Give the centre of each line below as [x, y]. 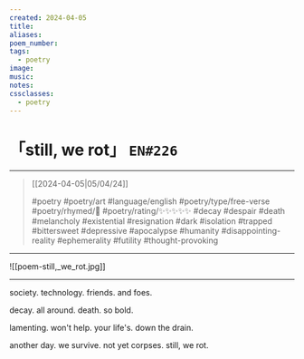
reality [43, 240]
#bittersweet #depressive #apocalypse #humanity [125, 231]
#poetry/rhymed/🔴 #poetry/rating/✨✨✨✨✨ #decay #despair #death [158, 211]
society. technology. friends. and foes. [81, 293]
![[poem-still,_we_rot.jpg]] [57, 267]
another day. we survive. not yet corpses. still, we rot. [109, 345]
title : [22, 26]
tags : [19, 52]
